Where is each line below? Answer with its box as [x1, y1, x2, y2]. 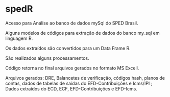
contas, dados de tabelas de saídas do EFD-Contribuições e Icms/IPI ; [5, 80, 153, 86]
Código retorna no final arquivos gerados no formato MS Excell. [5, 65, 139, 71]
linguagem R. [5, 35, 33, 41]
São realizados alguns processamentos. [5, 55, 89, 61]
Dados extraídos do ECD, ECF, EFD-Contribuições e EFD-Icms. [5, 85, 138, 92]
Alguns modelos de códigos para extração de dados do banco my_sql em [5, 30, 160, 36]
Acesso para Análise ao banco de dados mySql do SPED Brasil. [5, 20, 138, 26]
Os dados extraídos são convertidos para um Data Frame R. [5, 45, 131, 51]
